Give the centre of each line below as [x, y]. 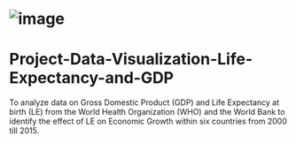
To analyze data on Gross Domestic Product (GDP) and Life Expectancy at [144, 102]
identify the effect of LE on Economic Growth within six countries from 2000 [148, 121]
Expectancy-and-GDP [92, 78]
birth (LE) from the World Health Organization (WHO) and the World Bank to [147, 112]
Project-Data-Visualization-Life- [131, 60]
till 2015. [24, 131]
